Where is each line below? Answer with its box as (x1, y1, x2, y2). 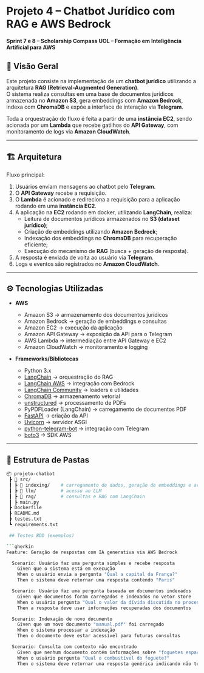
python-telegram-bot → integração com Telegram (24, 425, 149, 432)
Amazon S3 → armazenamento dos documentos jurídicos (24, 311, 168, 319)
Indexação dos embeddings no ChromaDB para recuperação (24, 234, 177, 242)
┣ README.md (8, 510, 39, 516)
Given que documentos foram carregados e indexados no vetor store (17, 594, 191, 600)
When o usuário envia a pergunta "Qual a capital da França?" (17, 572, 178, 578)
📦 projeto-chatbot (6, 471, 55, 477)
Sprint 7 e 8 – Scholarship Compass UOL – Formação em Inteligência (6, 37, 182, 44)
